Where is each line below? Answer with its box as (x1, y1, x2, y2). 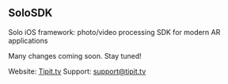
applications (8, 36, 48, 45)
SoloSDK (8, 6, 53, 20)
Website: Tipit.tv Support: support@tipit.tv (8, 67, 146, 76)
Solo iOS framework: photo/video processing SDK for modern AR (8, 27, 221, 36)
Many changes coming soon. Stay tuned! (8, 51, 142, 60)
